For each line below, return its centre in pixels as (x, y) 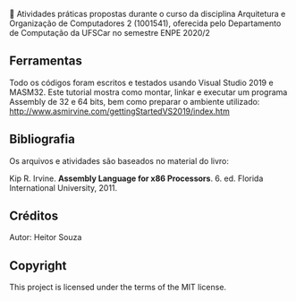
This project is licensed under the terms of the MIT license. (118, 288)
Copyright (38, 266)
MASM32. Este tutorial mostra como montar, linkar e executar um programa (148, 92)
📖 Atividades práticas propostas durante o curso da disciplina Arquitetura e (148, 14)
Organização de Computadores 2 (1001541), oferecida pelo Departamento (145, 23)
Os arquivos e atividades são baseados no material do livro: (119, 160)
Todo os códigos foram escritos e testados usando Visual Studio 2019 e (142, 82)
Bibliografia (42, 139)
